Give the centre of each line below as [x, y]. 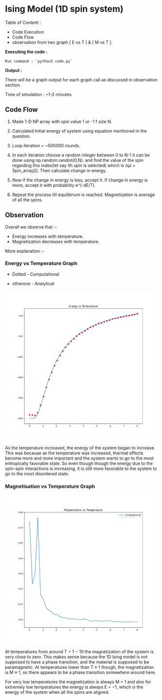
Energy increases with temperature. [48, 236]
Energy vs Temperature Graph [41, 263]
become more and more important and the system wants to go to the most [79, 458]
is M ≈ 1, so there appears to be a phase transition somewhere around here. [81, 672]
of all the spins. [27, 200]
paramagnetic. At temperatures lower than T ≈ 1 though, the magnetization [80, 667]
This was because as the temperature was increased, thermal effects [74, 453]
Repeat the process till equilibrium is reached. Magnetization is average [83, 194]
